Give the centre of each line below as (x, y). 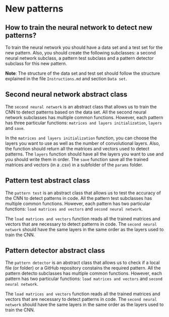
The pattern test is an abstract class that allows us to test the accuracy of (83, 193)
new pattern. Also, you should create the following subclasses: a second (81, 53)
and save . (15, 128)
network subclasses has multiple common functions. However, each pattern (84, 117)
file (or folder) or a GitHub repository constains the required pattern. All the (83, 268)
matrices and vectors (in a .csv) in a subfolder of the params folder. (74, 165)
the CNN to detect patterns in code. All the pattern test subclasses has (79, 198)
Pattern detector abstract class (55, 251)
